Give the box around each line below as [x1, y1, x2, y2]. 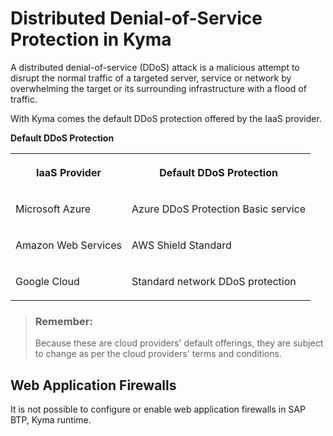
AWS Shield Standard [131, 238, 232, 252]
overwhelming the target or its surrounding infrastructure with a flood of [10, 82, 307, 94]
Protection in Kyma [10, 28, 172, 51]
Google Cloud [15, 274, 80, 288]
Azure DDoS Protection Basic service [131, 202, 307, 216]
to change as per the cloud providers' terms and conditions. [34, 348, 282, 360]
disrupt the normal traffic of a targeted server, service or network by [10, 72, 292, 84]
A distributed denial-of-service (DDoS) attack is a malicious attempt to [10, 61, 300, 73]
